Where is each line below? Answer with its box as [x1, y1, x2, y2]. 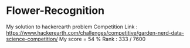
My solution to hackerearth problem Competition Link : [6, 23, 138, 30]
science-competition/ [6, 35, 58, 42]
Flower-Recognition [6, 4, 104, 17]
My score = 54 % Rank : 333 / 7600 [59, 35, 145, 42]
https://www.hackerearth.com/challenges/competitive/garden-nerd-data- [6, 29, 185, 36]
